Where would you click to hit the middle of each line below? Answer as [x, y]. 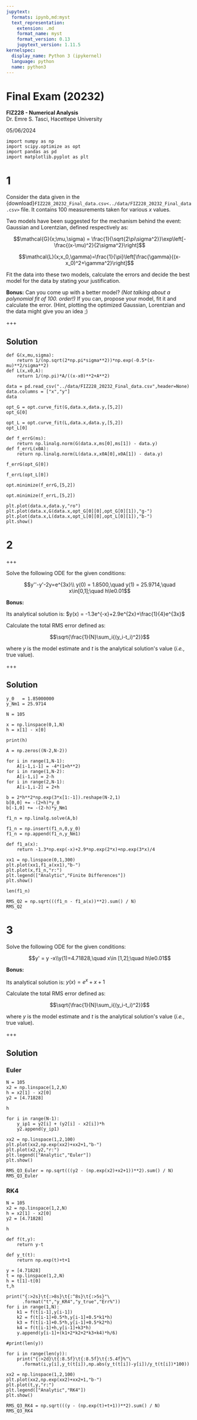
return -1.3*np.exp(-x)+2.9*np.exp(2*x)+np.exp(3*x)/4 [86, 849]
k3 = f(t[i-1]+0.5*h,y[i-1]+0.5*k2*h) [65, 1323]
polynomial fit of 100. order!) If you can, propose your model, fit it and [91, 299]
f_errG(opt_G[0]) [28, 465]
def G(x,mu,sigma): [30, 355]
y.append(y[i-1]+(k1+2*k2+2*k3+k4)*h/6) [67, 1333]
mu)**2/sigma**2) [28, 366]
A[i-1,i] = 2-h [36, 777]
